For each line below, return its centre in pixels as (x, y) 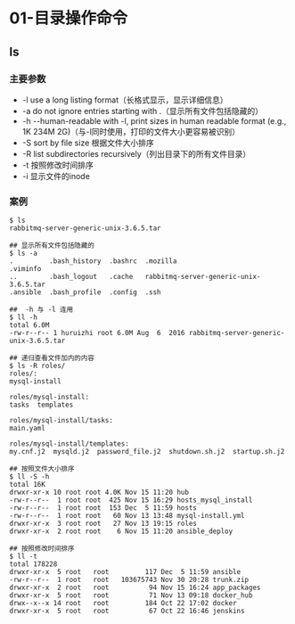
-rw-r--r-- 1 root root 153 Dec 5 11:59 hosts (103, 508)
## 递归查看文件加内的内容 (52, 358)
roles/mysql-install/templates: (69, 444)
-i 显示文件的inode (56, 176)
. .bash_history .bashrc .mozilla (93, 261)
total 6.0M (29, 325)
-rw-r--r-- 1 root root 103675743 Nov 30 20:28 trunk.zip (129, 580)
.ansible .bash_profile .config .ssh (86, 292)
